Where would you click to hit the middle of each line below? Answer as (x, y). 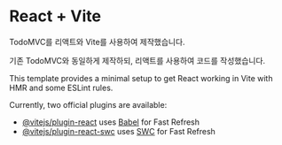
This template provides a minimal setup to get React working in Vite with (141, 78)
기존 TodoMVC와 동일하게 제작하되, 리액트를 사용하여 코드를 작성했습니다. (137, 60)
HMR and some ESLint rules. (61, 88)
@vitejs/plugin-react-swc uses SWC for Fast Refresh (118, 131)
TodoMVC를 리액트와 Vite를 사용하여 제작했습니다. (97, 42)
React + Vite (55, 16)
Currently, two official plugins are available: (88, 104)
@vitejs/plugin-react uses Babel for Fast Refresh (111, 122)
